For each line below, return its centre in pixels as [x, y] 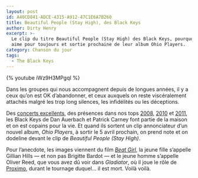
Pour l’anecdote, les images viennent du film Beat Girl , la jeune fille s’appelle [99, 149]
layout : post [22, 11]
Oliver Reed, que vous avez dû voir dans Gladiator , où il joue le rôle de [91, 162]
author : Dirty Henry [32, 28]
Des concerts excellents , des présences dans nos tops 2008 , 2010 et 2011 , [97, 113]
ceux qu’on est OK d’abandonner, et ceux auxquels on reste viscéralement [96, 95]
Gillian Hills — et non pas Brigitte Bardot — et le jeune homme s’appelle [92, 156]
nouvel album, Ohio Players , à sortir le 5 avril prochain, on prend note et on [97, 132]
